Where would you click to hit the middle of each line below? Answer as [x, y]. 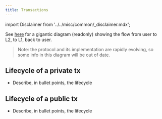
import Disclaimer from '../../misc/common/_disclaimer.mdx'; [68, 24]
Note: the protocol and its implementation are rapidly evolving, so [86, 49]
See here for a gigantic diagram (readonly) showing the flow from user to [81, 34]
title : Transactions [27, 10]
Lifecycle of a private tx [43, 71]
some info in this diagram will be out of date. [64, 55]
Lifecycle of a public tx [42, 98]
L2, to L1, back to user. [29, 39]
